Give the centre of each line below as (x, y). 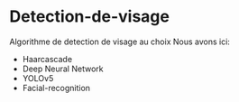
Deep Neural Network (63, 69)
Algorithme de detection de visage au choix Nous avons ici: (119, 42)
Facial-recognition (56, 88)
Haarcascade (47, 59)
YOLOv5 (38, 78)
